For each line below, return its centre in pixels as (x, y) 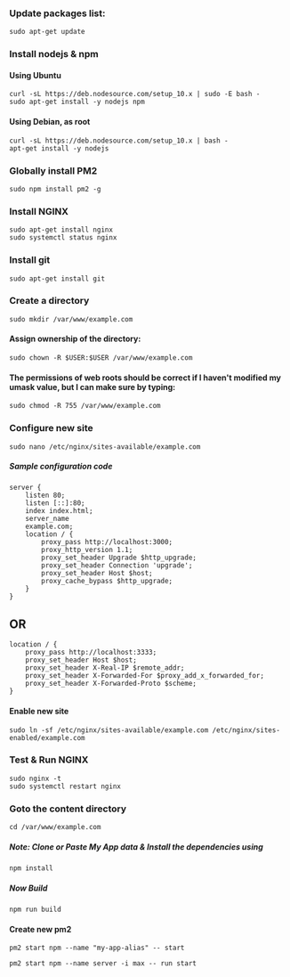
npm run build (36, 910)
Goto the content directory (68, 809)
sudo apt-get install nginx (61, 230)
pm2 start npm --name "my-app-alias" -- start (97, 948)
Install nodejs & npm (54, 54)
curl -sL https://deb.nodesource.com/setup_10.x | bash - (119, 141)
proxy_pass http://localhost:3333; (91, 653)
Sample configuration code (61, 467)
